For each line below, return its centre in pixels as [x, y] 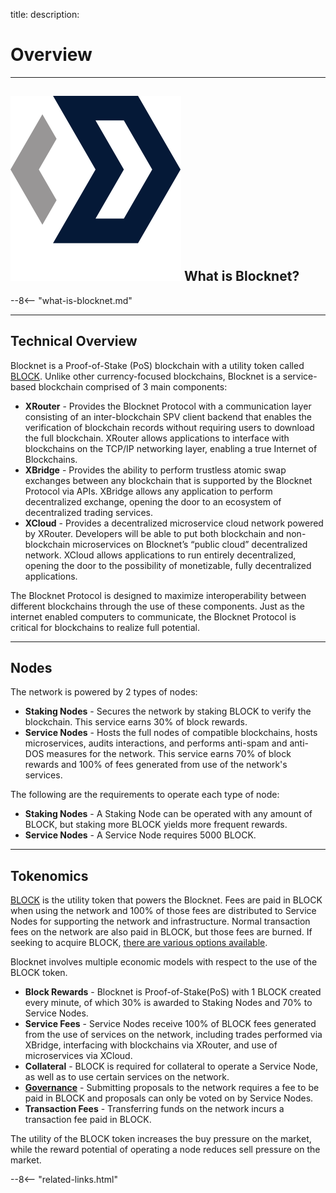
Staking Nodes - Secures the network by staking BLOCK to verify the [168, 711]
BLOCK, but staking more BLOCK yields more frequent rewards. [156, 825]
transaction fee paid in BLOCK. [88, 1120]
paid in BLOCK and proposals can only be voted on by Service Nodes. [169, 1098]
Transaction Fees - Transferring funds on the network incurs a [154, 1109]
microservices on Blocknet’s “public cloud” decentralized [190, 544]
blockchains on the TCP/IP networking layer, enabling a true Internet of [171, 448]
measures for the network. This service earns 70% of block [169, 754]
